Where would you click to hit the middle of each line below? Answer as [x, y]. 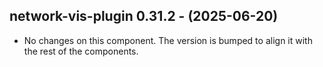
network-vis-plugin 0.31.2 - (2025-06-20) [144, 16]
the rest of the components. [81, 51]
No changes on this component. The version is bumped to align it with [168, 40]
